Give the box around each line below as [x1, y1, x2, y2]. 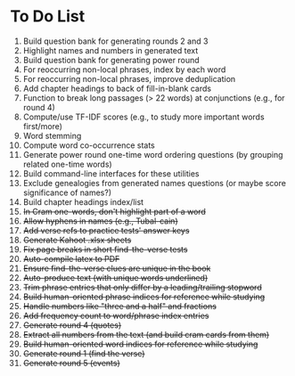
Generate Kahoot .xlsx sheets [22, 234, 132, 245]
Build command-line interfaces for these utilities [22, 168, 200, 179]
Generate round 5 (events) [22, 357, 121, 368]
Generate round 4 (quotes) [22, 319, 122, 331]
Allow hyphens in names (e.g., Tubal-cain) [22, 216, 178, 226]
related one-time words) [22, 159, 112, 169]
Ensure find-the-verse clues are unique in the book [22, 263, 211, 274]
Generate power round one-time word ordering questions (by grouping [22, 149, 283, 159]
